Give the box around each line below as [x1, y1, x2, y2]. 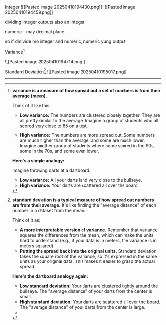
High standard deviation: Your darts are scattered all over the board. [19, 299, 161, 305]
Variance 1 [5, 48, 25, 55]
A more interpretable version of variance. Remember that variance [19, 227, 158, 233]
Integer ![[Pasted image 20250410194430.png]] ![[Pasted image [5, 4, 136, 10]
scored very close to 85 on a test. [19, 123, 88, 129]
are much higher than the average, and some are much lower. [19, 137, 145, 143]
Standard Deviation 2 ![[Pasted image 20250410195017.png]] [5, 68, 127, 75]
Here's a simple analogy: [12, 158, 65, 164]
